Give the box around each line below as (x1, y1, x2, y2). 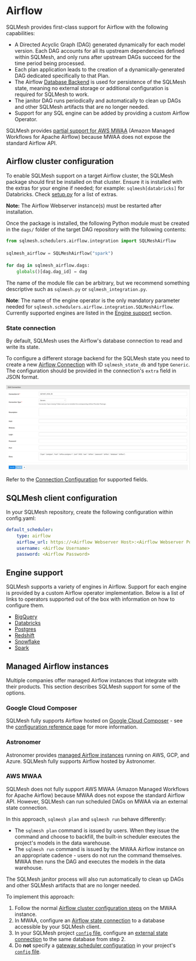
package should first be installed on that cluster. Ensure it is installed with (6, 178, 183, 185)
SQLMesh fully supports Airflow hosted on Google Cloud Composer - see (6, 717, 183, 724)
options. (6, 689, 26, 696)
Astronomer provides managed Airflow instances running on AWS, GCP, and (6, 751, 190, 758)
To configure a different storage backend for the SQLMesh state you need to (6, 355, 190, 362)
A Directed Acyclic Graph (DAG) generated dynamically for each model (14, 41, 185, 48)
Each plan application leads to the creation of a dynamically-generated (14, 66, 185, 73)
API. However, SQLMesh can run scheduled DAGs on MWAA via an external (6, 798, 188, 805)
